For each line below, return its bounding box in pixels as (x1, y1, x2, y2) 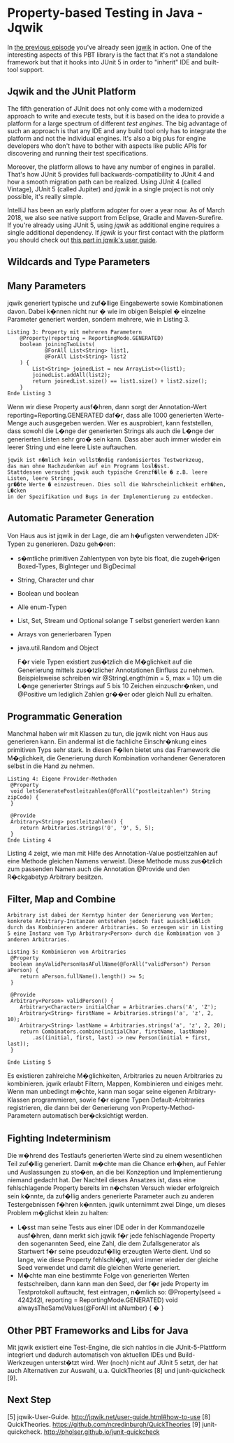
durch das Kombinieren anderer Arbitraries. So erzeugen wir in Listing (7, 924, 224, 931)
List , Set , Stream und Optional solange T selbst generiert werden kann (17, 616, 220, 624)
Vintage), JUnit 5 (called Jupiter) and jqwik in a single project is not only (7, 184, 214, 193)
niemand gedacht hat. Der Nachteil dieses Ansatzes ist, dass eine (7, 1176, 196, 1184)
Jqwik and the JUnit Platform (7, 86, 136, 97)
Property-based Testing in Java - (7, 5, 203, 21)
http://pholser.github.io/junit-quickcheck (43, 1428, 160, 1436)
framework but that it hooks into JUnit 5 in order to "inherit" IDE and (7, 57, 203, 66)
